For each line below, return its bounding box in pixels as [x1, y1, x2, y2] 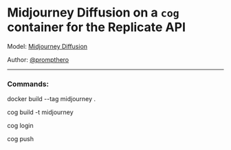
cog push [7, 135, 34, 143]
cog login [7, 122, 34, 130]
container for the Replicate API [7, 19, 186, 35]
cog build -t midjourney [7, 108, 74, 116]
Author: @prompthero [7, 55, 69, 63]
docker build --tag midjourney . [7, 95, 96, 103]
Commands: [7, 79, 49, 89]
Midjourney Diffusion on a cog [7, 5, 180, 21]
